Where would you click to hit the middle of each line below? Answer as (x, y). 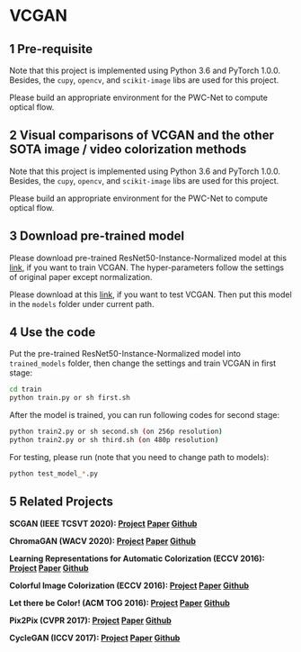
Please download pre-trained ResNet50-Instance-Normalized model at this (148, 258)
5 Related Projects (62, 502)
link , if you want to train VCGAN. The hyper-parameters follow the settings (147, 267)
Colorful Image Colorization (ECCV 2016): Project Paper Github (129, 585)
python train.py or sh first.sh (70, 398)
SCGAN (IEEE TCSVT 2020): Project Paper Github (103, 523)
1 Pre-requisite (51, 49)
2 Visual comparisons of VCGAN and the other (142, 136)
